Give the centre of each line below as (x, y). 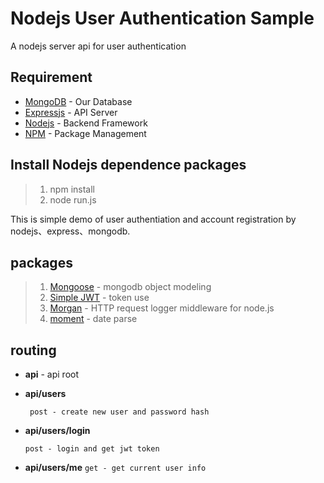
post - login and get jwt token (92, 449)
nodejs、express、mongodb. (70, 231)
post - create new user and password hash (119, 412)
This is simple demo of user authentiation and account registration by (153, 219)
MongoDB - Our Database (78, 101)
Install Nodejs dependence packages (128, 165)
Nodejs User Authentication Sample (162, 18)
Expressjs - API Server (71, 112)
